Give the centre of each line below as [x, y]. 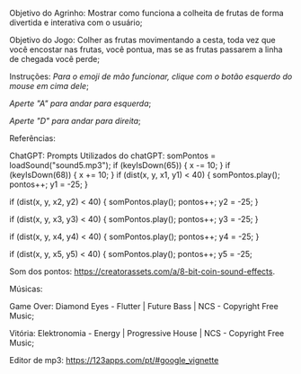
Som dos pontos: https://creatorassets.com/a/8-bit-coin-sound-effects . [142, 272]
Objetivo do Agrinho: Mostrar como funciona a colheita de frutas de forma [147, 13]
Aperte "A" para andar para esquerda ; [80, 103]
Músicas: [26, 289]
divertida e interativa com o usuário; [76, 22]
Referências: [33, 138]
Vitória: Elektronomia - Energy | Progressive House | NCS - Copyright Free [147, 333]
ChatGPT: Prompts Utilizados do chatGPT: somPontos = [113, 156]
